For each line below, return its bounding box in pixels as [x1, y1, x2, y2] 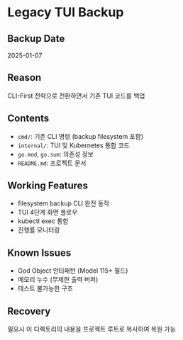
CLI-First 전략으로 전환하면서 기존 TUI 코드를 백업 [7, 91, 145, 100]
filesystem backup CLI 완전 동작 [17, 199, 110, 208]
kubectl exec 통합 [17, 217, 69, 225]
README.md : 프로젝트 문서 [17, 159, 87, 167]
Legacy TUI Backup [7, 4, 124, 21]
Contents [7, 113, 50, 125]
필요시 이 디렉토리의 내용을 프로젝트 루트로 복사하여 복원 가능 [7, 325, 176, 334]
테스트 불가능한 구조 [17, 284, 73, 293]
